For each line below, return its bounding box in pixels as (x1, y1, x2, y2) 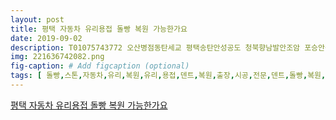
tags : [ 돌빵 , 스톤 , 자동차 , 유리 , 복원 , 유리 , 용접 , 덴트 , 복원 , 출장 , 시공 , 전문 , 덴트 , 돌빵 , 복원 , (10, 71, 327, 81)
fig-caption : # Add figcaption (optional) (10, 61, 190, 71)
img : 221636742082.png (10, 52, 105, 62)
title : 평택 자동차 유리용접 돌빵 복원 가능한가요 (10, 24, 188, 34)
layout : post (10, 14, 65, 25)
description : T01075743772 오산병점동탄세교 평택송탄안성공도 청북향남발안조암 (10, 42, 301, 53)
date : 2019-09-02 (10, 33, 83, 43)
